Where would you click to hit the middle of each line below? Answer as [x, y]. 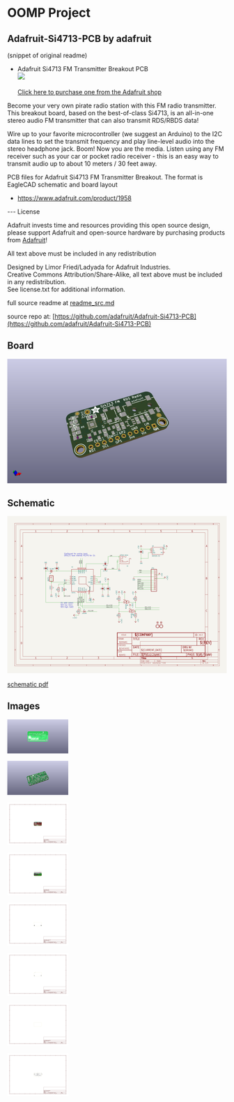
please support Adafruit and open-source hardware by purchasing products [116, 233]
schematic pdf [28, 684]
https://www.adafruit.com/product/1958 [75, 198]
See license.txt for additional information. [66, 289]
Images [24, 706]
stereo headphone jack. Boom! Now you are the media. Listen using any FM [116, 149]
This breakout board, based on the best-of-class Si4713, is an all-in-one [110, 113]
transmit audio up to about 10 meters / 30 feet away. [82, 163]
